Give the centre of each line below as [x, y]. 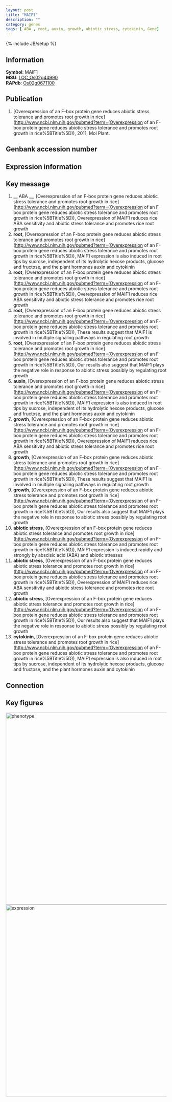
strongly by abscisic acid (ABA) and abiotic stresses [68, 555]
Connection [25, 686]
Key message [28, 184]
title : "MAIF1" [22, 15]
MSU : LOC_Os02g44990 [32, 77]
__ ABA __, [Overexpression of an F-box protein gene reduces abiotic [85, 196]
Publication [24, 99]
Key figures [24, 703]
